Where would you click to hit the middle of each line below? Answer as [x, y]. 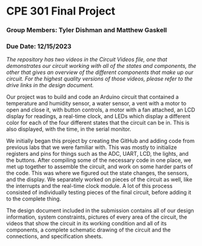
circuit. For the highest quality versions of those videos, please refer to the [99, 79]
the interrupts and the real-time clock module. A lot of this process [89, 186]
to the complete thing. [34, 199]
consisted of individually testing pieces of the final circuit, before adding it [99, 193]
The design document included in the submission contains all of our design [100, 211]
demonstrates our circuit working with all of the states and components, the [101, 66]
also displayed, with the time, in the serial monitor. [69, 129]
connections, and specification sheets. [55, 236]
